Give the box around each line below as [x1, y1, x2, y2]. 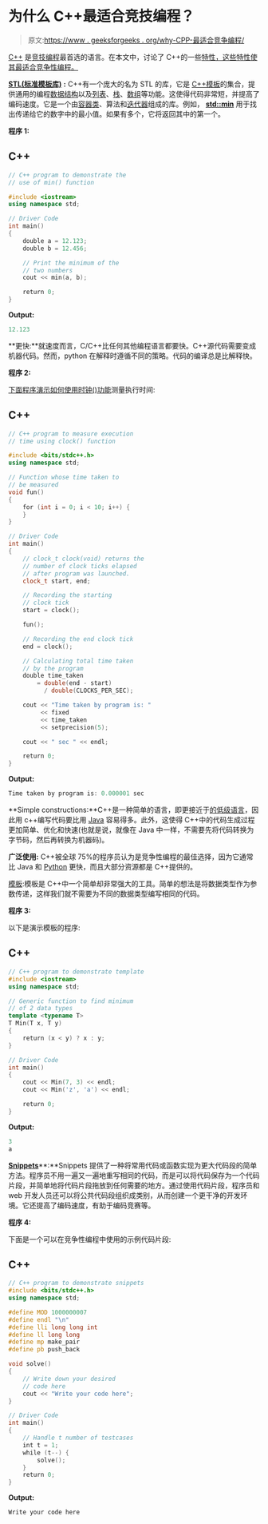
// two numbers [22, 266, 73, 274]
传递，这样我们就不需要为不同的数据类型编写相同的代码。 [14, 889, 204, 899]
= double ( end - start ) [37, 679, 112, 687]
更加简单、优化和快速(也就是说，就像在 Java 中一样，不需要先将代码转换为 [8, 825, 254, 835]
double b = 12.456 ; [22, 245, 88, 253]
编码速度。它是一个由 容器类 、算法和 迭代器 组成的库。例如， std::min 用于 [8, 99, 250, 109]
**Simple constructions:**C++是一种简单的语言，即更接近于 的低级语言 [8, 805, 245, 815]
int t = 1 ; [22, 1441, 59, 1449]
